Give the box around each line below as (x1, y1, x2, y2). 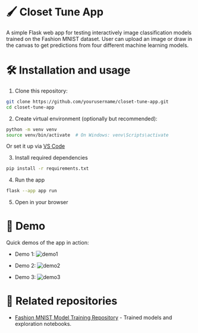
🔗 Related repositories (6, 294, 118, 308)
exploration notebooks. (14, 321, 72, 327)
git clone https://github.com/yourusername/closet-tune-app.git (6, 99, 169, 104)
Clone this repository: (14, 87, 68, 94)
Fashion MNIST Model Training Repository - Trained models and (14, 314, 172, 321)
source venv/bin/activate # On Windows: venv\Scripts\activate (6, 132, 169, 138)
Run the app (14, 176, 45, 183)
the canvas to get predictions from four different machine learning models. (6, 42, 189, 49)
